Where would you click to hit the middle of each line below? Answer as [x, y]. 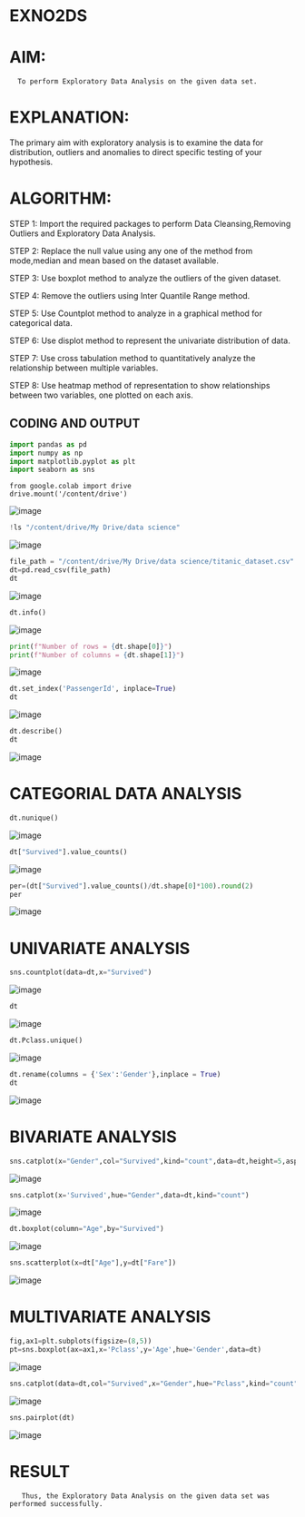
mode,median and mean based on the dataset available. [114, 261]
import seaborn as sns [52, 470]
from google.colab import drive [70, 487]
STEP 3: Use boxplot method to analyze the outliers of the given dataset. [145, 278]
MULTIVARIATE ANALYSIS [110, 1317]
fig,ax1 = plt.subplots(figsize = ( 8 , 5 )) [81, 1341]
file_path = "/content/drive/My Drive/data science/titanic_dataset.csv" [152, 562]
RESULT [40, 1471]
